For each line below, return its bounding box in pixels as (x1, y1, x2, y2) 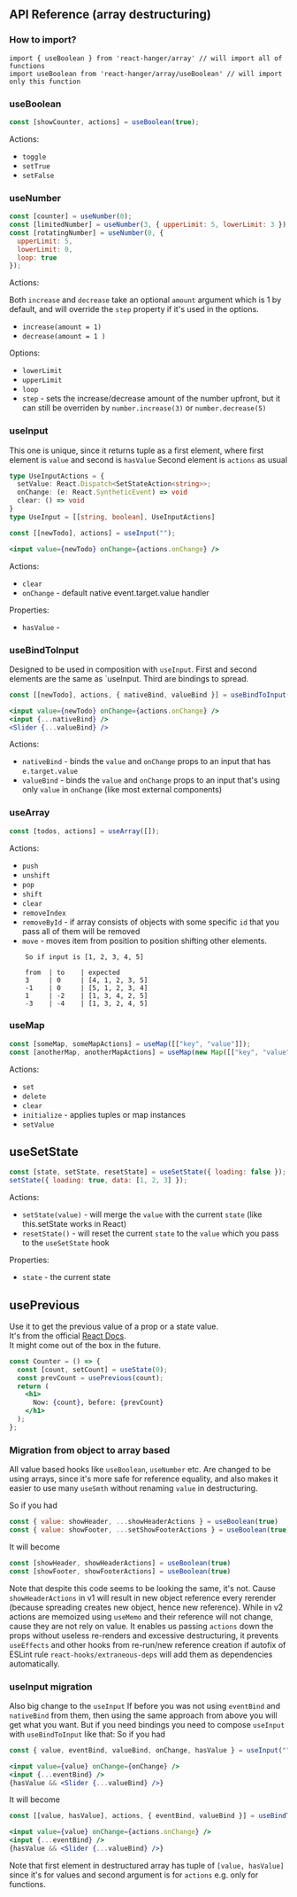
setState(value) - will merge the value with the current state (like (21, 1209, 263, 1220)
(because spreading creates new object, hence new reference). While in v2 (9, 1602, 284, 1612)
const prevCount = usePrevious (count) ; (17, 1373, 164, 1382)
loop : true (17, 253, 57, 262)
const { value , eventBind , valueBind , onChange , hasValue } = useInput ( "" (9, 1745, 291, 1754)
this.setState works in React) (21, 1219, 126, 1230)
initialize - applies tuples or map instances (21, 1109, 186, 1120)
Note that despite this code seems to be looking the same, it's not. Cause (9, 1582, 277, 1594)
